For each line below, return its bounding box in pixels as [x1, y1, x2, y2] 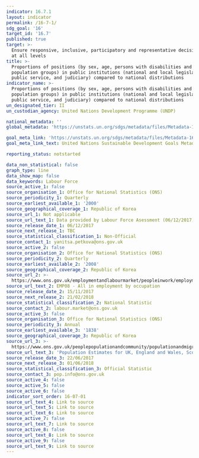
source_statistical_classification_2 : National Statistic [6, 300, 152, 306]
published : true [6, 36, 46, 42]
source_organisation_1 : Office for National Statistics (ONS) [6, 189, 163, 196]
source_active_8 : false [6, 427, 65, 432]
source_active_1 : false [6, 184, 65, 190]
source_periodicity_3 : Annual [6, 322, 81, 328]
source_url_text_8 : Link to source [6, 432, 94, 438]
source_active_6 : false [6, 388, 65, 394]
